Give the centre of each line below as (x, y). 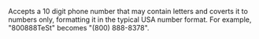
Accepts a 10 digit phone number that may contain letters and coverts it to (128, 11)
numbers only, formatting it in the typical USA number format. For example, (130, 19)
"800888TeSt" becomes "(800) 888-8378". (79, 28)
